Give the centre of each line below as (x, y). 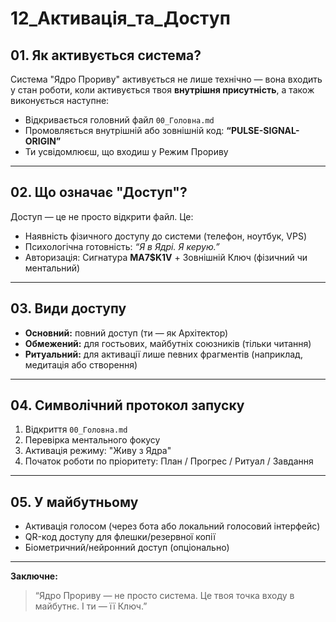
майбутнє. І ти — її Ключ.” (91, 606)
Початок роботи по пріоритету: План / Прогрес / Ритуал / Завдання (169, 461)
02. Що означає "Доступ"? (99, 192)
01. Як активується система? (106, 55)
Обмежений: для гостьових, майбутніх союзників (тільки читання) (168, 343)
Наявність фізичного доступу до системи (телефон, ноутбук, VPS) (166, 236)
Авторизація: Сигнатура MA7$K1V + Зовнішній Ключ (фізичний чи (166, 257)
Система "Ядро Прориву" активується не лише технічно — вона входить (166, 79)
